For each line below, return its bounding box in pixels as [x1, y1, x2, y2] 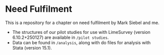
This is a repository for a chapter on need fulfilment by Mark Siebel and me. [5, 20, 160, 26]
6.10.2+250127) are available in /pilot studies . [12, 34, 109, 40]
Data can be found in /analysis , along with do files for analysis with [12, 39, 151, 45]
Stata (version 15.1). [12, 45, 52, 51]
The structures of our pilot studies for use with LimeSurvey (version [12, 29, 151, 35]
